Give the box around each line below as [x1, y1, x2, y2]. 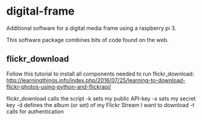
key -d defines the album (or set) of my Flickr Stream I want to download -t [6, 101, 195, 108]
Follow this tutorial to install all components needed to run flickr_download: [6, 70, 194, 77]
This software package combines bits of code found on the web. [6, 36, 169, 43]
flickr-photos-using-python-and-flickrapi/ [6, 83, 112, 90]
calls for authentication [6, 108, 64, 115]
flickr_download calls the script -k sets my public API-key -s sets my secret [6, 94, 196, 102]
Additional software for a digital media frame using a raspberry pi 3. [6, 24, 177, 32]
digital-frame [6, 4, 75, 18]
